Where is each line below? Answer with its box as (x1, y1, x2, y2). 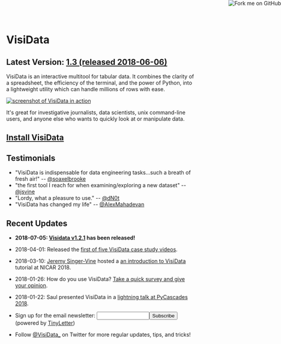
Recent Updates (6, 218, 68, 228)
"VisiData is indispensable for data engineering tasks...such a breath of (14, 169, 191, 177)
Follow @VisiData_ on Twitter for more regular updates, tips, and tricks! (14, 331, 191, 339)
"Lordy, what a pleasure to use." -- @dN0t (14, 195, 120, 202)
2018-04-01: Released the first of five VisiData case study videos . (14, 246, 178, 253)
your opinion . (14, 282, 48, 289)
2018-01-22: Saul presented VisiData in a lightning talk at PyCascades (14, 294, 188, 301)
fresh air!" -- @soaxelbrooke (14, 175, 86, 183)
